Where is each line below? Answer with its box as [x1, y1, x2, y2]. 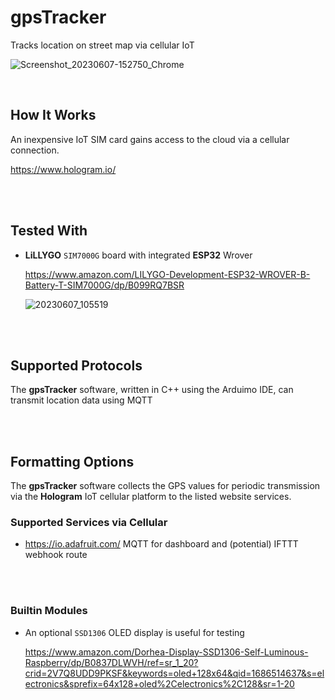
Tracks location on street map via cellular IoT [10, 39, 195, 51]
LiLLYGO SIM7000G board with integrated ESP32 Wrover [24, 249, 253, 261]
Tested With [10, 222, 88, 240]
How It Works [10, 107, 97, 124]
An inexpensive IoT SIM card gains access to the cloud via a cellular [10, 133, 290, 145]
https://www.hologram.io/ [10, 163, 117, 175]
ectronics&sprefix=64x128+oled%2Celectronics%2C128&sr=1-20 [24, 677, 295, 690]
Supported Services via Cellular [10, 516, 168, 530]
